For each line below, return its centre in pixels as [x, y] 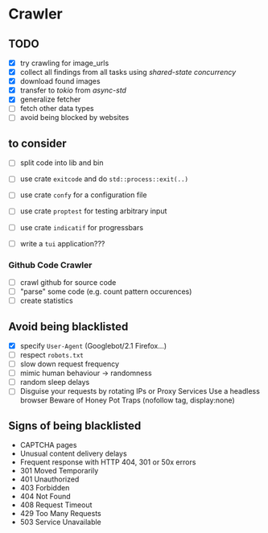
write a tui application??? [62, 243]
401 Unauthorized [49, 479]
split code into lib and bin [62, 163]
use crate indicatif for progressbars [81, 227]
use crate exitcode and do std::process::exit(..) [104, 179]
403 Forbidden [45, 488]
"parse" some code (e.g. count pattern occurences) [106, 291]
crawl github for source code [68, 282]
